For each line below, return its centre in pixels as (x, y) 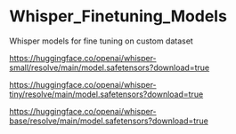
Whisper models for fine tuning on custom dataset (101, 41)
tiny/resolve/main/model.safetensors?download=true (106, 94)
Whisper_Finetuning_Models (118, 16)
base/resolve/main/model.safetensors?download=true (109, 121)
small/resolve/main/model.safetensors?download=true (110, 67)
